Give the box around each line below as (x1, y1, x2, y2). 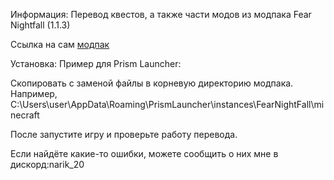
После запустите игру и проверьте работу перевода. (10, 129, 238, 140)
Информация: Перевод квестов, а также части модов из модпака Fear (10, 9, 312, 20)
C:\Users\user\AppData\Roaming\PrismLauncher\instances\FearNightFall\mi (10, 99, 325, 110)
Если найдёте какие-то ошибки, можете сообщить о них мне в (10, 148, 279, 159)
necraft (10, 109, 40, 121)
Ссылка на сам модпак (10, 39, 110, 50)
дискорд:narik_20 (10, 159, 85, 170)
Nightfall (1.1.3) (10, 19, 71, 31)
